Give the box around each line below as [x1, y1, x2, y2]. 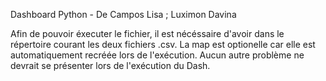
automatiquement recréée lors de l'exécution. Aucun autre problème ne [10, 49, 305, 61]
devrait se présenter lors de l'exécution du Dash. [10, 60, 211, 71]
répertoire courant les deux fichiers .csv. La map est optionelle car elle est [10, 39, 316, 50]
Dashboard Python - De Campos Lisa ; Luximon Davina [10, 9, 237, 20]
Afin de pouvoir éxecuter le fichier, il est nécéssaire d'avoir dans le [10, 28, 285, 39]
